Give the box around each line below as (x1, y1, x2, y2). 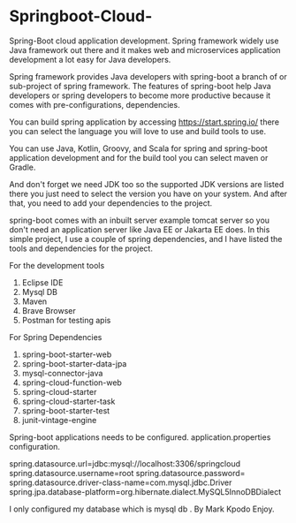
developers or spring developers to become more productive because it (9, 90, 271, 101)
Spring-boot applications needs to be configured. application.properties (9, 431, 271, 443)
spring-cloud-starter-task (21, 396, 116, 406)
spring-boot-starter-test (21, 405, 110, 416)
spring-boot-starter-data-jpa (21, 358, 127, 368)
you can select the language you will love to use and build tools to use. (9, 125, 267, 136)
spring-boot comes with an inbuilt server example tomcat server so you (9, 215, 270, 225)
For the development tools (9, 260, 105, 270)
